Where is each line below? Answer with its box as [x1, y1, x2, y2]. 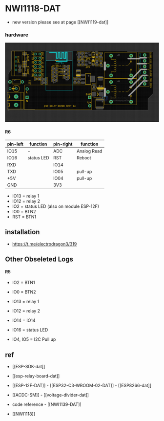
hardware [5, 31, 28, 38]
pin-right [53, 141, 73, 147]
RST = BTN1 [12, 214, 37, 220]
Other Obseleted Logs [5, 255, 73, 264]
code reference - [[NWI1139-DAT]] [12, 401, 82, 407]
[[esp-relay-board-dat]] [12, 373, 60, 379]
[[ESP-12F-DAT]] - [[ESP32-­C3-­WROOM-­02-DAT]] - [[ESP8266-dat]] [12, 382, 152, 389]
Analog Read [76, 148, 102, 154]
